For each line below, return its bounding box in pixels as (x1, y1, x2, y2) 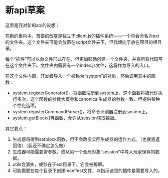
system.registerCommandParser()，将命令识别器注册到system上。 (12, 108, 150, 114)
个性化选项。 (12, 102, 39, 108)
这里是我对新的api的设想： (5, 22, 60, 28)
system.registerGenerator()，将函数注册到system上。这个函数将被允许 (12, 90, 158, 96)
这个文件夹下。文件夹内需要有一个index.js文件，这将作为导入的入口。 (9, 62, 153, 68)
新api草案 (5, 5, 45, 16)
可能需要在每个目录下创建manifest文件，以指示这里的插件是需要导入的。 (12, 167, 162, 173)
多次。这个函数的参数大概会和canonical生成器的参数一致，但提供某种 (17, 96, 160, 102)
